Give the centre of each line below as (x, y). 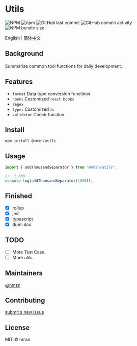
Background (24, 54)
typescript (23, 219)
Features (19, 82)
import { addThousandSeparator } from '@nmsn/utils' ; (61, 168)
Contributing (25, 301)
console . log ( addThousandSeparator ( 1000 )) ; (49, 181)
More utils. (23, 257)
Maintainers (24, 273)
